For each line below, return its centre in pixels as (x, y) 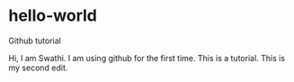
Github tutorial (35, 41)
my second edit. (38, 68)
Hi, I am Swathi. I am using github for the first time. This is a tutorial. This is (147, 58)
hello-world (53, 16)
